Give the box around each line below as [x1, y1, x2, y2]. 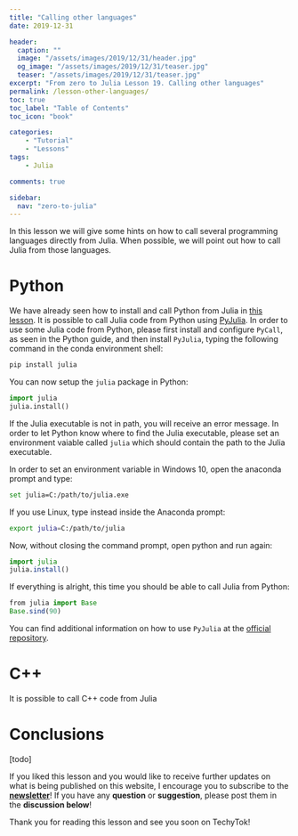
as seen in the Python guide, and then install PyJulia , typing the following [9, 334, 278, 345]
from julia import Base [9, 598, 98, 608]
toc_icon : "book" [9, 112, 74, 121]
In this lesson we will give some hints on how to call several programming [9, 226, 278, 237]
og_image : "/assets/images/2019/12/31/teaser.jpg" [17, 62, 209, 71]
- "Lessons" [25, 144, 69, 154]
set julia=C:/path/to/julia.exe [9, 491, 129, 499]
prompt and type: [9, 473, 73, 483]
